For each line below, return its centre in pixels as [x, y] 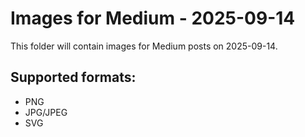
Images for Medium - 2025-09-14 [153, 18]
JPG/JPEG [46, 112]
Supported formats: [73, 77]
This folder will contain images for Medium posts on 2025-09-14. [144, 46]
